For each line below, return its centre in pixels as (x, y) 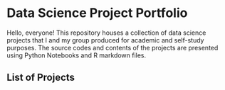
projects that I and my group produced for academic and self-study (105, 40)
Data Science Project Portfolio (97, 13)
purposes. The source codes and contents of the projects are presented (112, 47)
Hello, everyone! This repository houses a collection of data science (106, 33)
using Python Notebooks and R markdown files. (77, 55)
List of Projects (41, 78)
